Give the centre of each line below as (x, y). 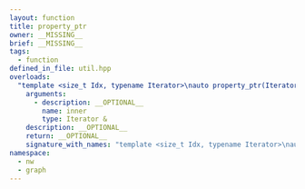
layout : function (42, 18)
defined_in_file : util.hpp (60, 69)
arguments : (46, 94)
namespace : (30, 153)
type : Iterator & (74, 119)
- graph (32, 170)
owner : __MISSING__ (46, 35)
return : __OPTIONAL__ (66, 136)
